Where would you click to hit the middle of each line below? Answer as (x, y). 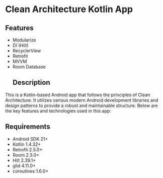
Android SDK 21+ (30, 139)
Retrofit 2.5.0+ (27, 149)
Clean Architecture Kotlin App (69, 9)
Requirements (28, 127)
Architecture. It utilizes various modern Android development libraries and (82, 100)
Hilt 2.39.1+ (24, 160)
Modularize (24, 40)
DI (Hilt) (20, 45)
